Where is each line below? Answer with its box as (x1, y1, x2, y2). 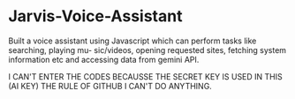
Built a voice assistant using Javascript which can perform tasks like (8, 35, 257, 46)
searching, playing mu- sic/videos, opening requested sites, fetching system (8, 44, 287, 55)
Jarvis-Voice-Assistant (8, 6, 183, 27)
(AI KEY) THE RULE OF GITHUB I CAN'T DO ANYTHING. (8, 80, 213, 91)
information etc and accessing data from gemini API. (8, 54, 200, 65)
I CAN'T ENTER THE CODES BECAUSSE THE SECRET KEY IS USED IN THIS (8, 71, 284, 81)
